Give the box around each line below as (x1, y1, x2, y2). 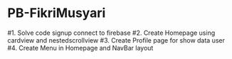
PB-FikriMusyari (7, 5, 106, 21)
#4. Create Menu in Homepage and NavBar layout (7, 43, 154, 52)
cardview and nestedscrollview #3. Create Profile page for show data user (7, 36, 226, 44)
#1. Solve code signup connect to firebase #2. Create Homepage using (7, 28, 216, 37)
